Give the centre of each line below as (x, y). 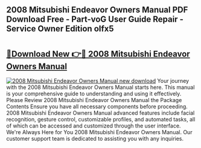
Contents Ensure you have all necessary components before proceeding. (97, 106)
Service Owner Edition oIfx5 (60, 29)
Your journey (173, 81)
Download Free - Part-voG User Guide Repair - (95, 20)
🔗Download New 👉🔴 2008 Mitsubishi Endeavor (98, 54)
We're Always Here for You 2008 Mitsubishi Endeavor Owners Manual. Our (99, 132)
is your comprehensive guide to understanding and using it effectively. (94, 94)
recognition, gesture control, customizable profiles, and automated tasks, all (101, 119)
